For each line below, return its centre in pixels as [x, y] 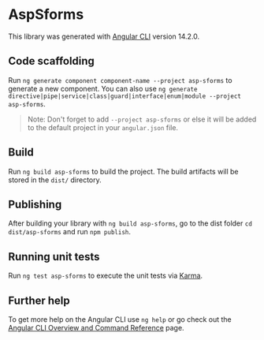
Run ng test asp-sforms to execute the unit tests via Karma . [106, 276]
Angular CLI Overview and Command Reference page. [96, 328]
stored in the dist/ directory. [55, 180]
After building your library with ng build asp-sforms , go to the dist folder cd [130, 223]
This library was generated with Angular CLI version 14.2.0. [104, 36]
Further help [39, 300]
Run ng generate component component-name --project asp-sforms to [120, 80]
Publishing [35, 204]
